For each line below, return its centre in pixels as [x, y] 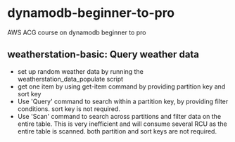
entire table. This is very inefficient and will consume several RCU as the [122, 124]
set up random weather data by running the [81, 71]
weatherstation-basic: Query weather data [103, 54]
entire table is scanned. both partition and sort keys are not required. [117, 131]
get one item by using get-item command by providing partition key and [121, 86]
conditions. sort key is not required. [69, 109]
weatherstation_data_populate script [70, 79]
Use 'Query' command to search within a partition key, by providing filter [123, 101]
